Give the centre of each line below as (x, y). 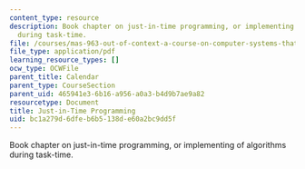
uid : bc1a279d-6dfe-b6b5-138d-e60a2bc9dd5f (93, 119)
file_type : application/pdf (63, 52)
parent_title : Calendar (54, 77)
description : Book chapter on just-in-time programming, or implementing (152, 26)
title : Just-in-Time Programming (73, 111)
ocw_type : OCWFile (44, 69)
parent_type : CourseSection (63, 85)
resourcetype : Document (54, 102)
